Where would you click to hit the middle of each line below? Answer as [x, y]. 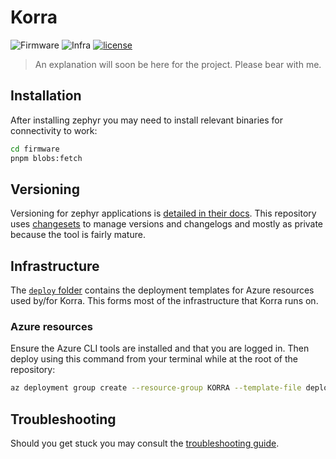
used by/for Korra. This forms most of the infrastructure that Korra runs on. [164, 301]
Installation [46, 96]
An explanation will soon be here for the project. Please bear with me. [178, 64]
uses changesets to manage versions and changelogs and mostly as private [167, 224]
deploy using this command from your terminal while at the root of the [154, 359]
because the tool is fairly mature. [78, 235]
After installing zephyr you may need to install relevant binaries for [146, 120]
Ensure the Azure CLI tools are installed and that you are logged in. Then [160, 348]
